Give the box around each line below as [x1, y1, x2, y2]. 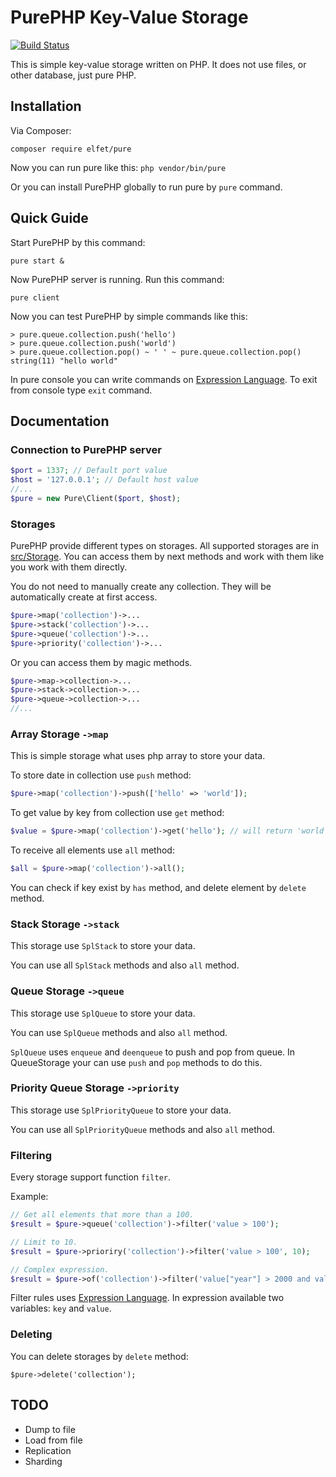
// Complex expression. [10, 1264, 110, 1275]
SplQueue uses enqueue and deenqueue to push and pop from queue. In [10, 1046, 296, 1058]
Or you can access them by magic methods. [10, 656, 193, 668]
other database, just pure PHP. [10, 69, 137, 81]
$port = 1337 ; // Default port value [10, 466, 168, 476]
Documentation [10, 412, 110, 430]
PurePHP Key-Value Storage [10, 6, 249, 29]
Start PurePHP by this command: [10, 236, 146, 248]
